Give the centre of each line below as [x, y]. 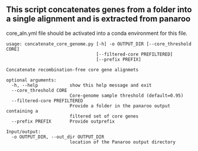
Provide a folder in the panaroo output [120, 106]
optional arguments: [32, 80]
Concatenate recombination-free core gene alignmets [72, 70]
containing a [22, 111]
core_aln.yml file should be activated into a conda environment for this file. [97, 33]
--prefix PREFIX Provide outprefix [63, 121]
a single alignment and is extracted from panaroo [98, 19]
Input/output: [24, 132]
